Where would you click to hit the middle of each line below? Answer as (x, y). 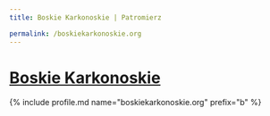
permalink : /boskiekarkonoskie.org (76, 33)
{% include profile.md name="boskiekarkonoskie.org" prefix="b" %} (135, 103)
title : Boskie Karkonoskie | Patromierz (86, 17)
